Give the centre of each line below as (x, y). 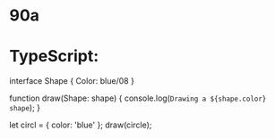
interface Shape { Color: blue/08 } (72, 81)
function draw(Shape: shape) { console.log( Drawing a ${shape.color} (138, 98)
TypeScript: (54, 57)
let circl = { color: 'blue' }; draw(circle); (81, 125)
